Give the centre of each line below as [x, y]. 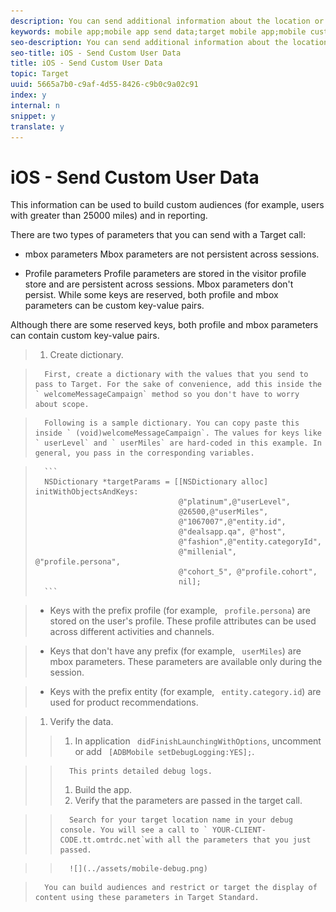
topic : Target [40, 74]
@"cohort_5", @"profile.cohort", [248, 572]
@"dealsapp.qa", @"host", [232, 532]
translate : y [37, 126]
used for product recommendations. [124, 702]
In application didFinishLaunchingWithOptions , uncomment [198, 741]
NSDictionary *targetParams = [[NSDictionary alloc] [156, 482]
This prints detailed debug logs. [140, 771]
